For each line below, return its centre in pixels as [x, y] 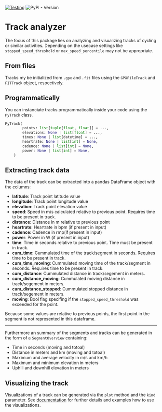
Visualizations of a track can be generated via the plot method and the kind [80, 395]
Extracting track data [37, 170]
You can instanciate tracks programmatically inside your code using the [76, 109]
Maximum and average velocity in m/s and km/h [60, 358]
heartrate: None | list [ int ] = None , [60, 142]
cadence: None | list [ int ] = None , [58, 146]
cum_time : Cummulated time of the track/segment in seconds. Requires [84, 253]
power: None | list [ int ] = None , [56, 151]
